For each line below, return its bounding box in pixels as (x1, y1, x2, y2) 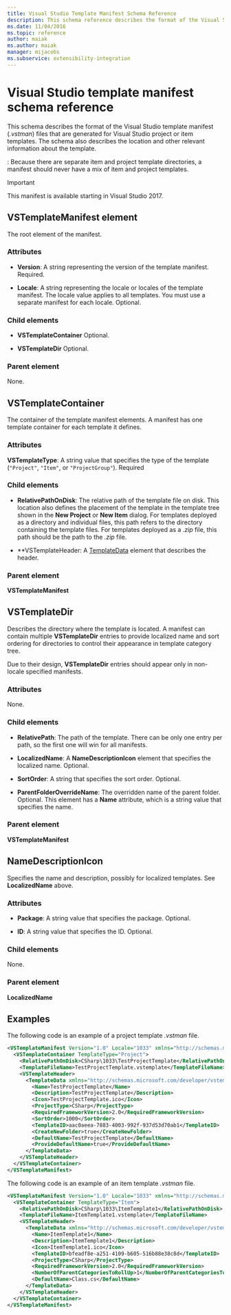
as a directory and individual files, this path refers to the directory (16, 518, 203, 526)
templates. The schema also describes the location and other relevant (7, 137, 205, 145)
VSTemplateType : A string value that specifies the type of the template (7, 456, 210, 464)
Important (7, 178, 35, 186)
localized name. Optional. (16, 761, 89, 769)
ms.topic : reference (7, 29, 67, 37)
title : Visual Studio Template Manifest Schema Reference (7, 10, 177, 17)
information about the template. (7, 144, 96, 152)
